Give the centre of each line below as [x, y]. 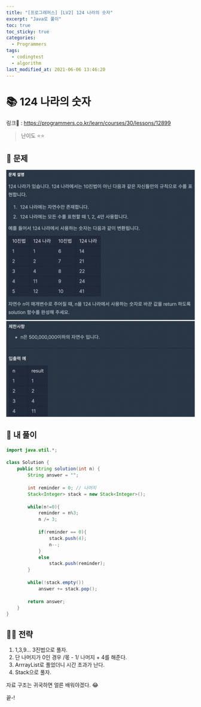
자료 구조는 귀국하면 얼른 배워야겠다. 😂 [52, 685]
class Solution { [28, 463]
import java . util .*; [32, 450]
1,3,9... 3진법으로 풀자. [41, 650]
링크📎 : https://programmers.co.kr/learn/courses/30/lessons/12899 [89, 123]
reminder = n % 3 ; [58, 513]
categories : [21, 38]
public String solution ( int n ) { [59, 469]
